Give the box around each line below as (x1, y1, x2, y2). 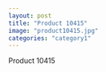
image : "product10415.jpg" (8, 26, 99, 34)
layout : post (8, 11, 52, 20)
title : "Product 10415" (8, 19, 88, 27)
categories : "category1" (8, 34, 92, 42)
